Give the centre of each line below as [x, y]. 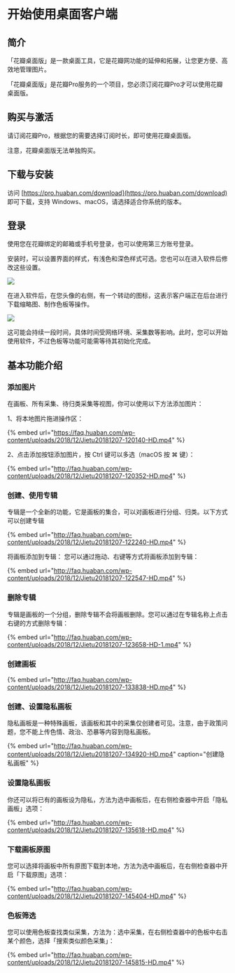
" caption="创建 [195, 754]
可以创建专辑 [26, 521]
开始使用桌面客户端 [63, 14]
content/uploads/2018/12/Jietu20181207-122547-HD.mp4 [90, 578]
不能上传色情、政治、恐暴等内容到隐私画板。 [90, 732]
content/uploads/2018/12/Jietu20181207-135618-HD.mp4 [90, 830]
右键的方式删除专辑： [38, 623]
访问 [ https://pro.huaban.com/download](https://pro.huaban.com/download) [117, 193]
